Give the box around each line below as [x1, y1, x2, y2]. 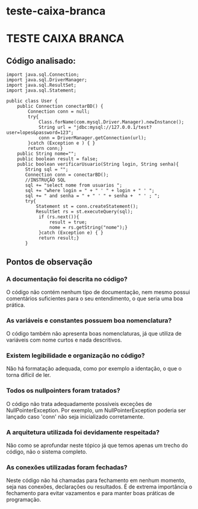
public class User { [6, 98, 58, 104]
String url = [38, 125, 71, 131]
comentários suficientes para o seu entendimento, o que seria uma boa [6, 295, 184, 302]
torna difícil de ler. [6, 372, 51, 379]
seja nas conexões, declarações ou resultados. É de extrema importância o [6, 483, 193, 490]
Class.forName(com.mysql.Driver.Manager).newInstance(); [38, 119, 185, 125]
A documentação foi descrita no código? [6, 275, 128, 283]
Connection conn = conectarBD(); [25, 172, 110, 178]
